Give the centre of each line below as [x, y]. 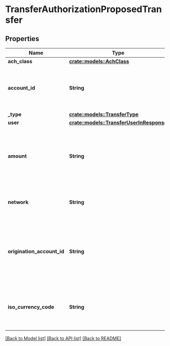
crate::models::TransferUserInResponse [118, 122]
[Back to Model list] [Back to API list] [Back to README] [63, 338]
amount [17, 156]
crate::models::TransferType [104, 114]
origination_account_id [36, 251]
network [18, 202]
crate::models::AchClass [99, 61]
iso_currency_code [31, 307]
